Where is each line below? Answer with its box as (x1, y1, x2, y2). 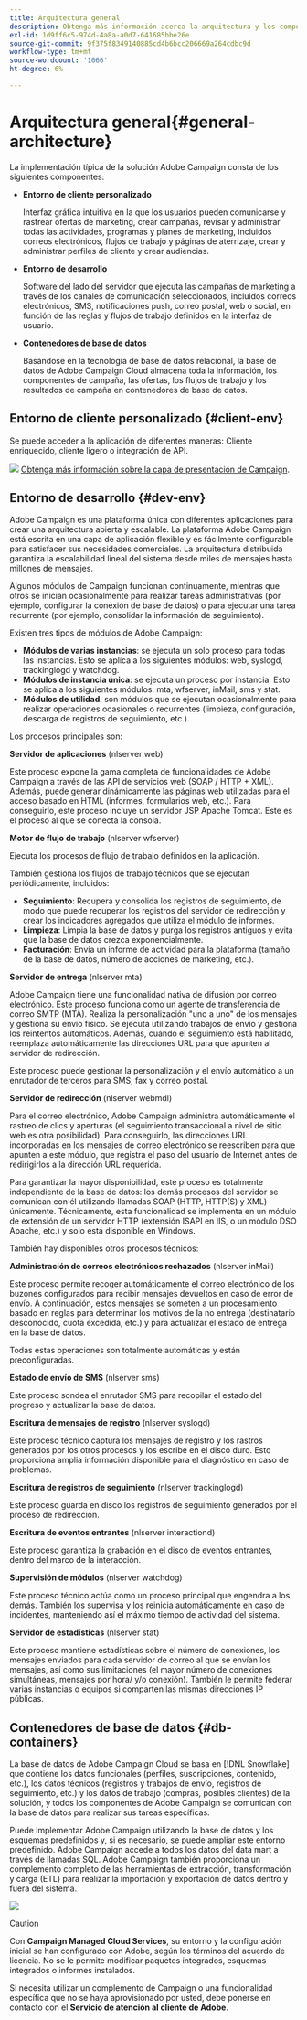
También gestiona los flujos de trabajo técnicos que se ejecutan (9, 868, 249, 879)
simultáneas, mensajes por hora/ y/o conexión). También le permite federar (9, 1674, 293, 1685)
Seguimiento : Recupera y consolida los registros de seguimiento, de (22, 895, 281, 906)
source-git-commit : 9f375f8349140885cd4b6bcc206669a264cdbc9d (9, 38, 251, 48)
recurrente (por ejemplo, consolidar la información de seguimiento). (9, 610, 265, 621)
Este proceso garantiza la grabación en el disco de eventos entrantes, (9, 1544, 272, 1555)
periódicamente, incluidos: (9, 878, 110, 889)
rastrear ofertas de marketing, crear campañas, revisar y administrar (22, 216, 281, 227)
